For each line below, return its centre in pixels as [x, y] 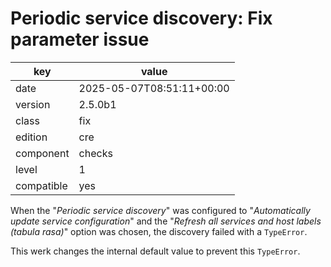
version [33, 104]
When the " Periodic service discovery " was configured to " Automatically [160, 210]
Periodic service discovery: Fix [141, 18]
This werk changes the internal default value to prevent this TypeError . [155, 251]
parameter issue [80, 39]
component [42, 153]
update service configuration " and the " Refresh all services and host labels [166, 221]
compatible [41, 185]
